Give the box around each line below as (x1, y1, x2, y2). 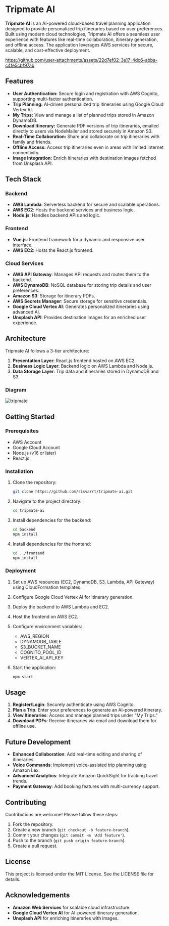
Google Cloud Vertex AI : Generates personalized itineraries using (12, 303, 150, 310)
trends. (12, 778, 28, 784)
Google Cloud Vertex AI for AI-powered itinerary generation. (12, 909, 139, 916)
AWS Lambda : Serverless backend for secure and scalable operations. (12, 201, 160, 208)
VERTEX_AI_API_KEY (20, 654, 64, 660)
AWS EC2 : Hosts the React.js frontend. (12, 247, 94, 253)
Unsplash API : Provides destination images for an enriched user (12, 315, 146, 321)
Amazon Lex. (12, 767, 40, 773)
